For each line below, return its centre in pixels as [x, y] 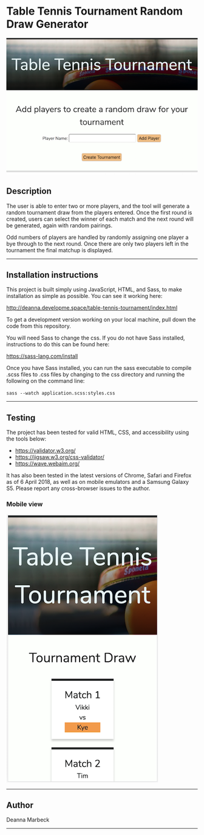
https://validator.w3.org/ [45, 451]
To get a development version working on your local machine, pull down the [101, 320]
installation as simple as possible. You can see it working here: [84, 296]
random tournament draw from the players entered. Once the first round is [99, 212]
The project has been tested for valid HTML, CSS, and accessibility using [98, 432]
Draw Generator [47, 24]
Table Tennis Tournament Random [95, 11]
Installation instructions [52, 275]
